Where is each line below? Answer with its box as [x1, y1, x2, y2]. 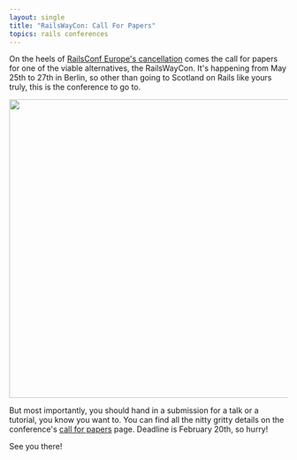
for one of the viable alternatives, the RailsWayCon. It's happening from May [9, 63, 287, 73]
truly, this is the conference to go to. [9, 81, 141, 93]
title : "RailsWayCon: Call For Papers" [9, 21, 156, 30]
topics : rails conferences [9, 29, 109, 38]
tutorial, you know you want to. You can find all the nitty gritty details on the [9, 415, 285, 425]
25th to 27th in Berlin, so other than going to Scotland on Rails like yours [9, 73, 272, 83]
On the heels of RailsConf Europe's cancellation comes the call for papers [9, 54, 278, 65]
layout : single [9, 12, 65, 22]
